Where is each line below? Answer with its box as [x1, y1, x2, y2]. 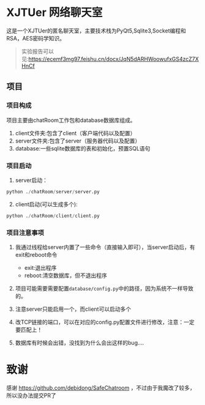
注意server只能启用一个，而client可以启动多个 [15, 305, 132, 313]
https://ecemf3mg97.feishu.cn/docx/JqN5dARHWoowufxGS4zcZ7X [28, 55, 199, 62]
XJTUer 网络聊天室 [6, 6, 103, 20]
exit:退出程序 [24, 264, 57, 271]
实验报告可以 [21, 47, 54, 55]
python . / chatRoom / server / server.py [6, 188, 100, 195]
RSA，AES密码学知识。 [6, 34, 65, 42]
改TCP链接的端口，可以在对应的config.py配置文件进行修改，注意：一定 [15, 318, 195, 325]
